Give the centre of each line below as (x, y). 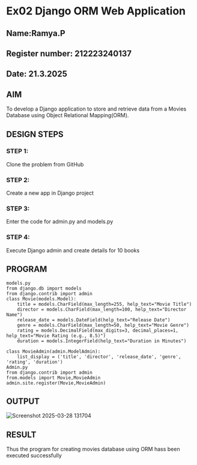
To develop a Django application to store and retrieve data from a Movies (96, 109)
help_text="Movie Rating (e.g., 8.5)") (56, 336)
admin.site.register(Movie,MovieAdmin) (56, 383)
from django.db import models (44, 288)
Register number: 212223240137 (69, 53)
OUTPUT (23, 401)
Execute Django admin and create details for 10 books (73, 250)
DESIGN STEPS (35, 134)
